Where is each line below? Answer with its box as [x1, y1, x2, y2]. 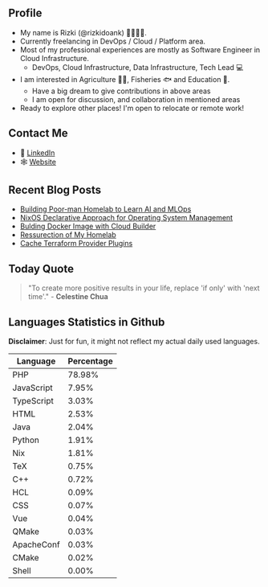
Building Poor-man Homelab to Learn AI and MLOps [19, 204, 192, 214]
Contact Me [8, 126, 68, 140]
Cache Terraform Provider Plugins [19, 239, 133, 248]
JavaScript [12, 382, 54, 393]
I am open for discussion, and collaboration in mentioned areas [31, 94, 241, 104]
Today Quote [8, 261, 75, 276]
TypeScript [12, 396, 54, 407]
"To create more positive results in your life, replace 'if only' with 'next [27, 283, 260, 293]
